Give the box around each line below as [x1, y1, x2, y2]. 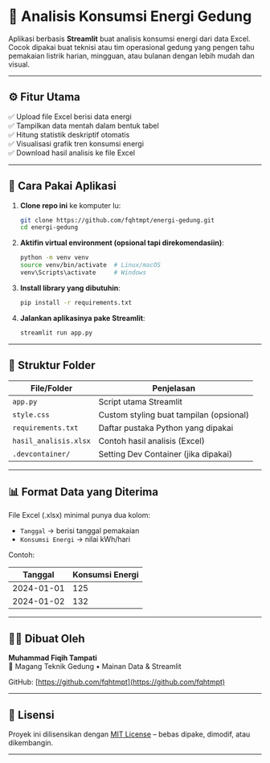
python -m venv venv [19, 253, 89, 262]
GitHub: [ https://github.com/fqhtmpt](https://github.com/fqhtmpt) [8, 677, 226, 687]
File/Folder [31, 382, 73, 393]
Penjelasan [152, 382, 195, 393]
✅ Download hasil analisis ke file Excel [8, 148, 136, 158]
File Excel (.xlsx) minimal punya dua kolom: [8, 511, 151, 520]
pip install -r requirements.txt [19, 298, 133, 306]
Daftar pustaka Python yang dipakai [98, 422, 234, 433]
